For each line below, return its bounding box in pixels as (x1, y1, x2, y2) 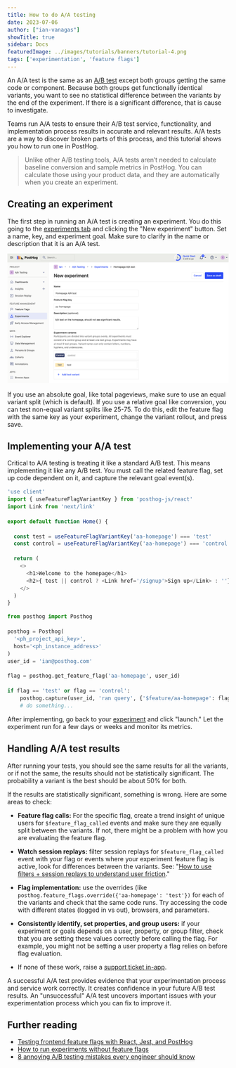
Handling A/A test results (7, 742, 121, 755)
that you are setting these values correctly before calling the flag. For (17, 934, 218, 942)
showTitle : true (7, 34, 55, 41)
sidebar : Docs (7, 41, 49, 49)
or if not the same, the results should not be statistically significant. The (7, 768, 214, 777)
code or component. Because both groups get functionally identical (7, 83, 203, 91)
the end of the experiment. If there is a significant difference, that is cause (7, 98, 222, 107)
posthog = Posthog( (7, 628, 65, 636)
